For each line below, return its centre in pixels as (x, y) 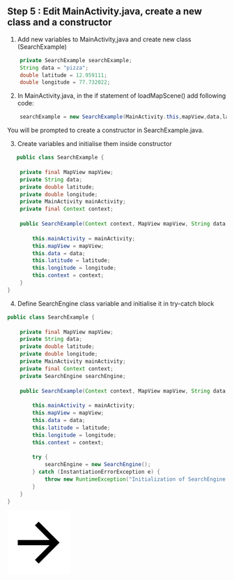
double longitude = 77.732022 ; (65, 82)
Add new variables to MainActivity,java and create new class (104, 39)
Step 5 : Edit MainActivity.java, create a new (105, 12)
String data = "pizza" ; (54, 68)
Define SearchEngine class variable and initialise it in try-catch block (116, 303)
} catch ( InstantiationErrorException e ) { (96, 472)
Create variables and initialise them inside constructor (94, 144)
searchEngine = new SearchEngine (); (97, 465)
